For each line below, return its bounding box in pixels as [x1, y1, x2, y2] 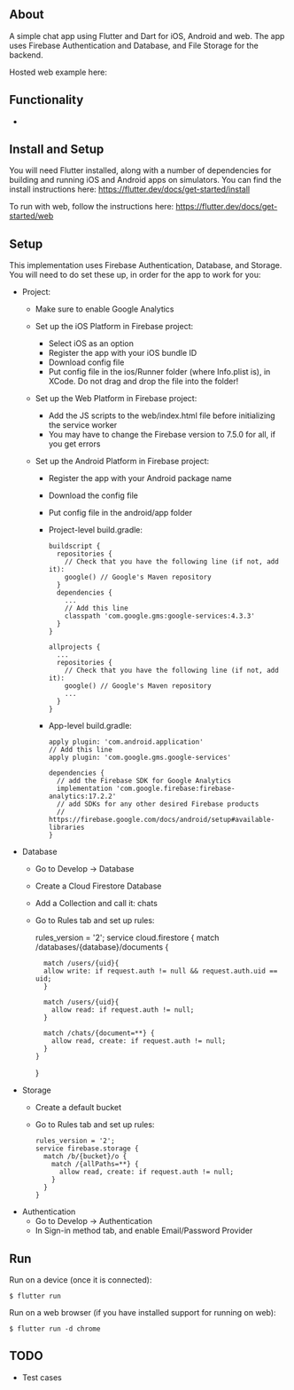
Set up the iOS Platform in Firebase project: [35, 321, 193, 332]
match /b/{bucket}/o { [43, 1152, 128, 1161]
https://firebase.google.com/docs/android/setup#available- [48, 816, 275, 825]
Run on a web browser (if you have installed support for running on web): [9, 1307, 276, 1318]
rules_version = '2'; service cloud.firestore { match [35, 932, 220, 944]
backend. [9, 49, 43, 60]
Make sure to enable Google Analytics [35, 304, 174, 314]
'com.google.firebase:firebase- [116, 785, 236, 794]
